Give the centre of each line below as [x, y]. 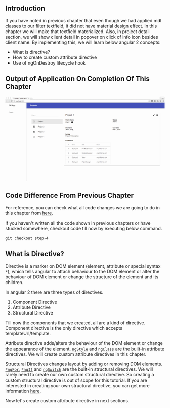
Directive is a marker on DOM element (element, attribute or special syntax [83, 266]
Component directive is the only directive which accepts [64, 328]
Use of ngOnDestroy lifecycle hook [49, 62]
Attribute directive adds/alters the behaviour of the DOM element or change [84, 343]
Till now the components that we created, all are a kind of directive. [75, 323]
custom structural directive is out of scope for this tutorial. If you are [76, 380]
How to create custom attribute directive [55, 57]
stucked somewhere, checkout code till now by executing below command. [84, 228]
